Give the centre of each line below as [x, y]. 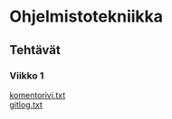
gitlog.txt [26, 105]
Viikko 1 [27, 76]
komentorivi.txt [38, 95]
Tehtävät [35, 50]
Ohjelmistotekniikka [86, 17]
